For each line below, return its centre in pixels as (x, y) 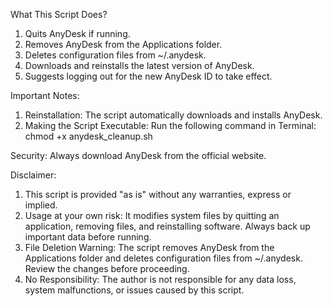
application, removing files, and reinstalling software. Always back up (167, 226)
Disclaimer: (33, 175)
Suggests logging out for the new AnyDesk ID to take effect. (148, 76)
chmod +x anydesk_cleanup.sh (88, 136)
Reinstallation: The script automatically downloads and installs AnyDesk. (173, 115)
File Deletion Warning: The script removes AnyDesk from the (149, 247)
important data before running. (88, 237)
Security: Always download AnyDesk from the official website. (138, 155)
